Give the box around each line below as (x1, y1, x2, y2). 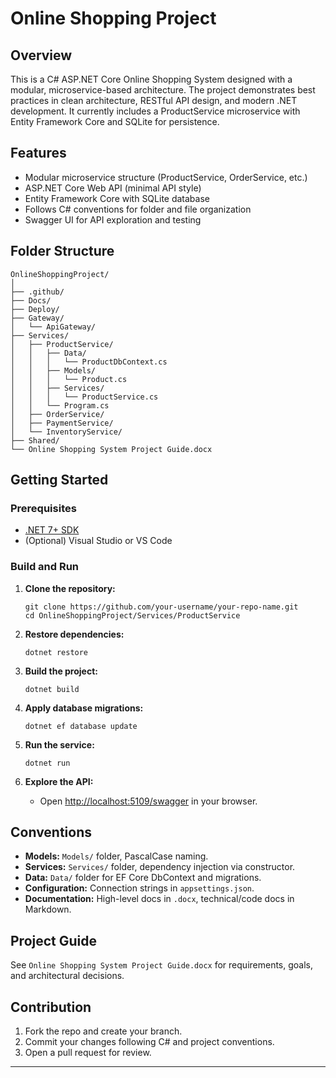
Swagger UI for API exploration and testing (24, 213, 202, 226)
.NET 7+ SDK (24, 524, 80, 536)
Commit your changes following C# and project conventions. (24, 1036, 275, 1048)
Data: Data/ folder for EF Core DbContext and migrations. (24, 872, 262, 884)
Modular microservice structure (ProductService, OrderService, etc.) (24, 171, 308, 183)
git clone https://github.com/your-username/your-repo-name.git (24, 602, 299, 612)
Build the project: (24, 665, 98, 677)
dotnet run (24, 758, 71, 768)
